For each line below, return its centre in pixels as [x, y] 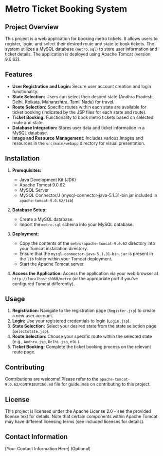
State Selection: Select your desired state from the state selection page [84, 326]
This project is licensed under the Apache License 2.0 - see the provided [78, 411]
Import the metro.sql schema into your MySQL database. [76, 224]
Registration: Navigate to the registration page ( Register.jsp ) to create [84, 310]
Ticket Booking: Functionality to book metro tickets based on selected [83, 117]
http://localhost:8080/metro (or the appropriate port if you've [75, 278]
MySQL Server [34, 190]
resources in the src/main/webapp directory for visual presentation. [79, 143]
